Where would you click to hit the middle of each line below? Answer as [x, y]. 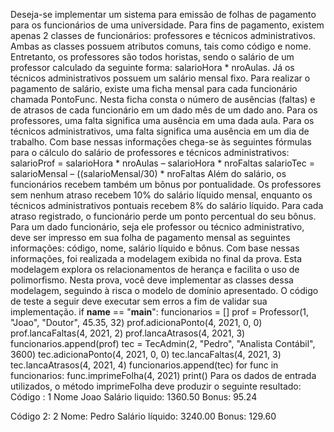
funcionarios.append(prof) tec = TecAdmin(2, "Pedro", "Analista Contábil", [163, 343]
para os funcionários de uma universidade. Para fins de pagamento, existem [167, 25]
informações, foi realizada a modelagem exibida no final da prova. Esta [156, 258]
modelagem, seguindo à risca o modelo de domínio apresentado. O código [164, 290]
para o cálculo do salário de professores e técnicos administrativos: [150, 152]
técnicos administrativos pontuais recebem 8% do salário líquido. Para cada [167, 205]
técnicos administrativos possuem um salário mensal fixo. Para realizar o [160, 78]
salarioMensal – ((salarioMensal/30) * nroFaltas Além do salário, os [148, 173]
